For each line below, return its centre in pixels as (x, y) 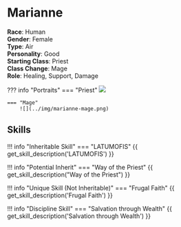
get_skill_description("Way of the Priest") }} (69, 175)
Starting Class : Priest (38, 61)
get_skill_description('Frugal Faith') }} (60, 195)
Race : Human (26, 32)
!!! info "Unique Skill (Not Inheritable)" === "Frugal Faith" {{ (91, 188)
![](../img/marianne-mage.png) (64, 108)
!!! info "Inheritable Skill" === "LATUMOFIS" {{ (73, 146)
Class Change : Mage (37, 68)
